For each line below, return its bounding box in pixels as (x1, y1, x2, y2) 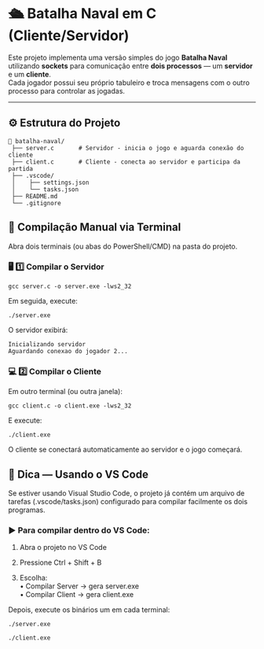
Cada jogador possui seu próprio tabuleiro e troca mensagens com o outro (8, 78, 250, 87)
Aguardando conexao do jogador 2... (8, 347, 128, 355)
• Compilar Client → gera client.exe (19, 590, 134, 599)
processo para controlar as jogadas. (8, 86, 126, 95)
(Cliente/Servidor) (8, 27, 130, 45)
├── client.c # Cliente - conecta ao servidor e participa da (11, 157, 241, 166)
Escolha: (19, 573, 48, 583)
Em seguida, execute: (8, 296, 79, 305)
